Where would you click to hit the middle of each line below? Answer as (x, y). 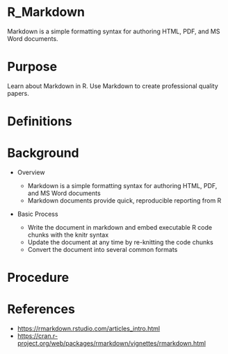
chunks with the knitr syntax (68, 235)
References (41, 309)
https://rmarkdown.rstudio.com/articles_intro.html (89, 329)
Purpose (32, 67)
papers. (18, 93)
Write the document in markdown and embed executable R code (120, 227)
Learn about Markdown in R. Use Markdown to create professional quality (113, 86)
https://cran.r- (37, 336)
